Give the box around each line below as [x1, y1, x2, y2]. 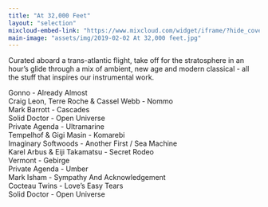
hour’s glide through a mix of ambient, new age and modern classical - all [8, 64, 250, 74]
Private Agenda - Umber [8, 164, 89, 174]
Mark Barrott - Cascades [8, 105, 90, 115]
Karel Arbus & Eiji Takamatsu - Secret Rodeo [8, 147, 154, 157]
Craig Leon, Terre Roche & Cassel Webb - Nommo [8, 96, 174, 106]
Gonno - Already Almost [8, 88, 88, 98]
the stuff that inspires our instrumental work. [8, 72, 155, 82]
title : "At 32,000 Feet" [8, 11, 91, 20]
